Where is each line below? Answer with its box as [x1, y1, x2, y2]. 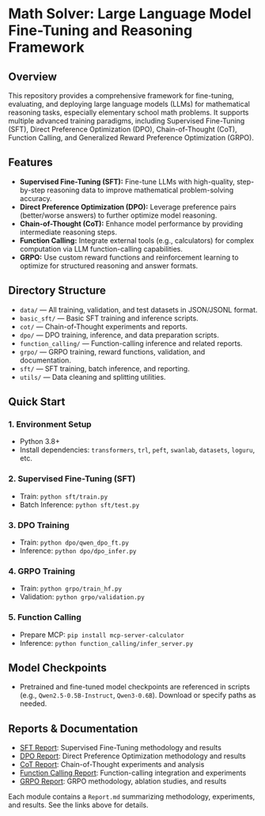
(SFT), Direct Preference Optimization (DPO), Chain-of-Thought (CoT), [8, 124, 237, 134]
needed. [19, 699, 47, 708]
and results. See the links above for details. [8, 800, 149, 810]
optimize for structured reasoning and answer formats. [19, 260, 199, 270]
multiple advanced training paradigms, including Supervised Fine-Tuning [8, 116, 245, 125]
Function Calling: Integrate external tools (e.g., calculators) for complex [19, 235, 255, 245]
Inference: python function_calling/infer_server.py [19, 638, 194, 647]
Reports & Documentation [8, 722, 138, 735]
